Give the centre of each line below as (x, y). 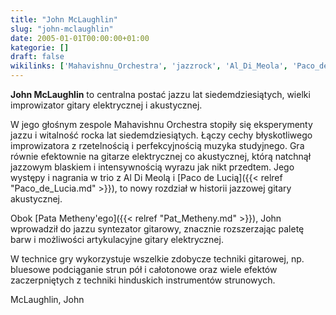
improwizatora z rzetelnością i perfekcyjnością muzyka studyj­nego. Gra (157, 145)
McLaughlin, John (47, 299)
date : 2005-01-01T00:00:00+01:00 (80, 38)
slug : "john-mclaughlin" (62, 29)
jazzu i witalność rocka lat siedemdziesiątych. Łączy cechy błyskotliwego (161, 135)
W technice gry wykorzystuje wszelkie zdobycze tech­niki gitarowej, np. (157, 259)
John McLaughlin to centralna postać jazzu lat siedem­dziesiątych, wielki (160, 94)
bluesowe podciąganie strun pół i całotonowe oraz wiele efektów (144, 269)
